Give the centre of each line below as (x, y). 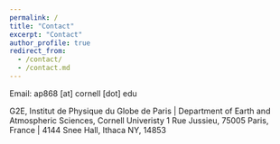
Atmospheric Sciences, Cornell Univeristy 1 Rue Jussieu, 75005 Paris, (139, 120)
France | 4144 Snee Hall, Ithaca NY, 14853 (88, 130)
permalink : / (34, 18)
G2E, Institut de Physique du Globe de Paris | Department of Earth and (140, 111)
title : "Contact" (42, 26)
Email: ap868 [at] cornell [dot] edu (73, 93)
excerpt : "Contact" (46, 34)
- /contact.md (44, 68)
